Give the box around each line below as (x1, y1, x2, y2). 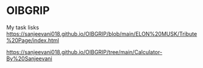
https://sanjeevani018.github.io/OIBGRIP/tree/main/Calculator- (6, 48, 163, 55)
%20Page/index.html (6, 36, 59, 44)
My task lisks (6, 24, 40, 31)
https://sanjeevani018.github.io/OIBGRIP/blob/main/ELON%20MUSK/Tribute (6, 30, 198, 37)
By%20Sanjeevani (6, 55, 53, 62)
